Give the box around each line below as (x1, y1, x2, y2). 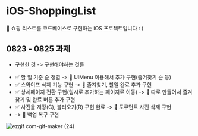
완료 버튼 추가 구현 (32, 95, 76, 103)
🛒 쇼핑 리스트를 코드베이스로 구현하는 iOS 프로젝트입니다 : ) (6, 24, 144, 32)
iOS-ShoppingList (6, 4, 96, 18)
